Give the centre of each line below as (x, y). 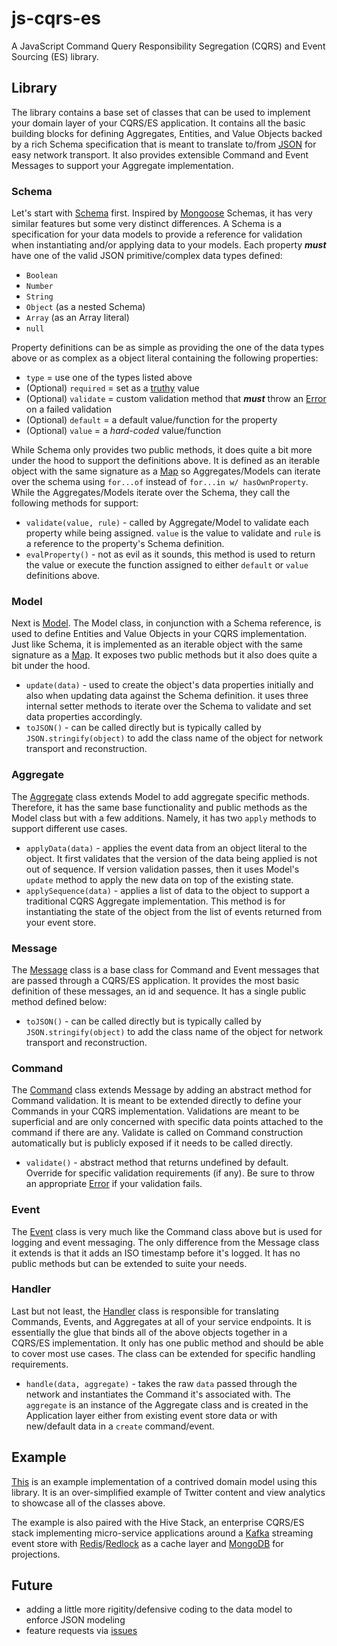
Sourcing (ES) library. (55, 56)
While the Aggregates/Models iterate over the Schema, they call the (151, 493)
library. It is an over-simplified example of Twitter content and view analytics (168, 1492)
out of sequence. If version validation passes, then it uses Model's (162, 869)
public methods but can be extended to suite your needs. (129, 1263)
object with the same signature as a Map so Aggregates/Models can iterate (166, 471)
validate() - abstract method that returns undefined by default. (157, 1163)
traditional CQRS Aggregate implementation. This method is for (155, 901)
